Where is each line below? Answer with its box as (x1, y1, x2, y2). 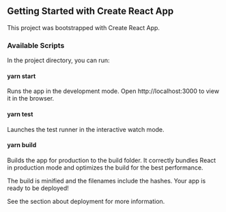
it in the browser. (7, 94, 55, 103)
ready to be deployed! (7, 184, 70, 192)
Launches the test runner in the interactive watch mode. (7, 125, 165, 133)
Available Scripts (7, 40, 65, 50)
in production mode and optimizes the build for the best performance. (7, 163, 203, 172)
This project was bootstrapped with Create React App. (7, 23, 160, 31)
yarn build (7, 141, 37, 149)
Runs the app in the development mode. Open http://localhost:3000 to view (7, 87, 220, 95)
